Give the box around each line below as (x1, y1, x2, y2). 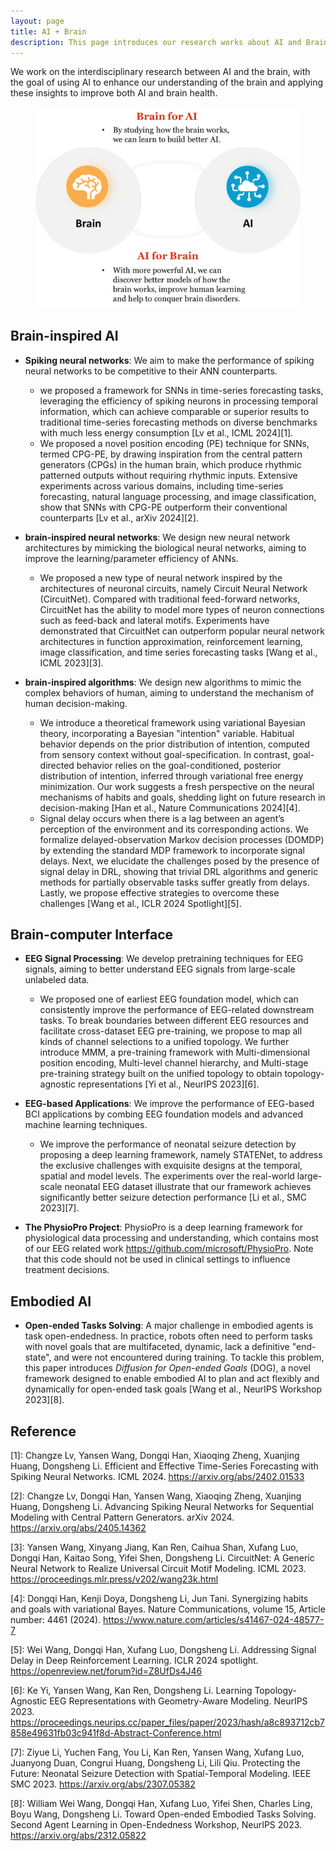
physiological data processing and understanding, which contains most (24, 1232, 319, 1244)
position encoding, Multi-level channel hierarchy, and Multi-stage (39, 1057, 309, 1069)
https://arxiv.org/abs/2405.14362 (10, 1521, 147, 1534)
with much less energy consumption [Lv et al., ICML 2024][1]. (39, 426, 294, 439)
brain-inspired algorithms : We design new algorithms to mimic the (24, 676, 302, 688)
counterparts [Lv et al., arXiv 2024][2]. (39, 511, 199, 524)
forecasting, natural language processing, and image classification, (39, 490, 317, 502)
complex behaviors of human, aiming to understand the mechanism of (24, 686, 315, 699)
